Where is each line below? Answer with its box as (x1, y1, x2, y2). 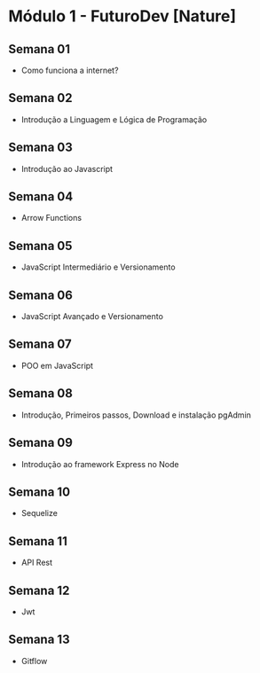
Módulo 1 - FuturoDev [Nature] (8, 6, 237, 27)
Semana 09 (8, 435, 73, 450)
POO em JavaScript (20, 360, 94, 371)
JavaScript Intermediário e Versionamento (20, 262, 176, 272)
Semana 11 (8, 534, 67, 549)
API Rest (20, 557, 53, 568)
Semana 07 (8, 337, 72, 352)
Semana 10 (8, 484, 71, 499)
